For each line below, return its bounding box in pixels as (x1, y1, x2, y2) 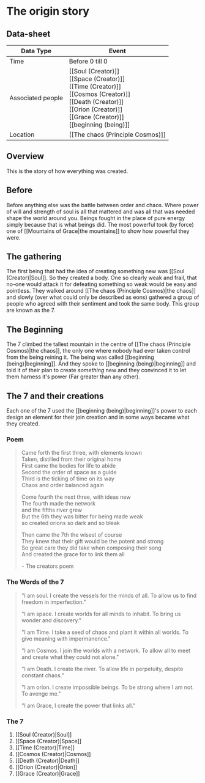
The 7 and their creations (6, 391, 104, 401)
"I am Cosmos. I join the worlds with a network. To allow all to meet (21, 647, 191, 654)
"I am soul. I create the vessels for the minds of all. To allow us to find (21, 592, 197, 599)
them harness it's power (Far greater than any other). (6, 373, 140, 380)
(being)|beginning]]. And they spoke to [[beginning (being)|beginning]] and (6, 360, 196, 367)
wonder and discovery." (21, 616, 81, 624)
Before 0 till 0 (69, 57, 108, 65)
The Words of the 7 (6, 578, 64, 586)
